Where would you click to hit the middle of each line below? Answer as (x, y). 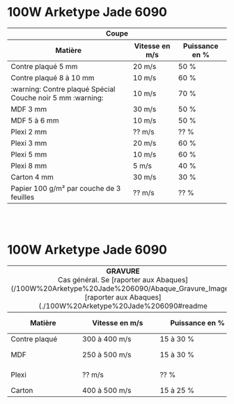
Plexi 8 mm (29, 166)
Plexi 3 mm (29, 143)
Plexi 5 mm (29, 154)
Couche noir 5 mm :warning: (57, 98)
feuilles (23, 197)
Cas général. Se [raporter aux (106, 279)
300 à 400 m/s (107, 339)
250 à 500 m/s (107, 355)
